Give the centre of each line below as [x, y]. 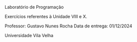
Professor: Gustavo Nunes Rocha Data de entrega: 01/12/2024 [68, 26]
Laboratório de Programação [34, 7]
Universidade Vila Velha [29, 35]
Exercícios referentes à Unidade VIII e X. [46, 16]
